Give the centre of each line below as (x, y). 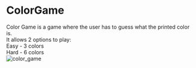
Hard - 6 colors (25, 52)
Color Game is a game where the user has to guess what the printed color (98, 27)
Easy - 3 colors (25, 46)
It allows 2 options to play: (39, 39)
